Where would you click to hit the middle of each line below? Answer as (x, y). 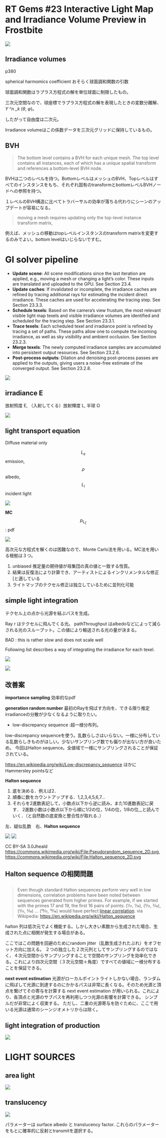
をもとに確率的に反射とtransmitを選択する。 (50, 1131)
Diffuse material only (26, 443)
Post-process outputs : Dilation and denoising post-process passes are (85, 358)
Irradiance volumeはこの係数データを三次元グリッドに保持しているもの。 (80, 129)
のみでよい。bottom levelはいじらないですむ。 (56, 239)
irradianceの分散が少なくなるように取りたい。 (53, 714)
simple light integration (42, 601)
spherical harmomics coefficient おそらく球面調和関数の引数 (67, 81)
